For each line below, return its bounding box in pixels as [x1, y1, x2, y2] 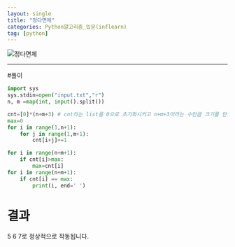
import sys [7, 85, 39, 92]
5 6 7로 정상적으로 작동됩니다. [7, 232, 90, 241]
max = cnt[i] [32, 162, 64, 169]
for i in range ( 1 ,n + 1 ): [7, 124, 77, 131]
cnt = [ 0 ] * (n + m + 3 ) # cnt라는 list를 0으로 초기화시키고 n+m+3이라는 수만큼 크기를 [7, 111, 219, 118]
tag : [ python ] [7, 29, 49, 37]
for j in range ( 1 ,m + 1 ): [20, 130, 90, 137]
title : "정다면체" [7, 17, 55, 24]
